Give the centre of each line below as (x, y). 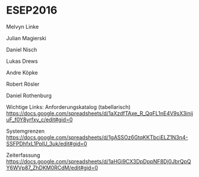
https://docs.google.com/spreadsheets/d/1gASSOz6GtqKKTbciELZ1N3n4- (97, 137)
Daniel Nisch (22, 49)
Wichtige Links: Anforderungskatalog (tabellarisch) (68, 107)
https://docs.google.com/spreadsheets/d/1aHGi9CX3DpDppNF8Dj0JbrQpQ (99, 161)
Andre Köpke (22, 72)
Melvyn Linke (23, 27)
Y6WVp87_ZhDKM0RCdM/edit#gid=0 (52, 168)
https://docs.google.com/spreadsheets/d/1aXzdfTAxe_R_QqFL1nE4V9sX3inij (99, 113)
